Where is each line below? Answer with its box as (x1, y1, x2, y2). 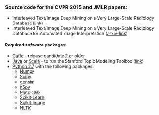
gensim (19, 79, 35, 85)
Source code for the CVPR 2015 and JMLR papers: (5, 4, 127, 11)
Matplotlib (19, 89, 40, 95)
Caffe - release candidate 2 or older (12, 53, 85, 59)
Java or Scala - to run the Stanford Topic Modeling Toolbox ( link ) (12, 58, 144, 64)
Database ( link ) (12, 20, 43, 26)
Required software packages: (5, 42, 67, 47)
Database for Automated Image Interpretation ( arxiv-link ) (12, 31, 128, 37)
